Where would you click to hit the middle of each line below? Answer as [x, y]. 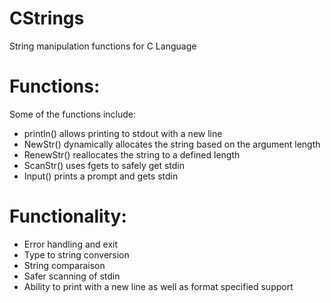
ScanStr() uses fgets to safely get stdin [104, 165]
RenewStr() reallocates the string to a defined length [132, 154]
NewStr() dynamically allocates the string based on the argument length [172, 144]
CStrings [47, 18]
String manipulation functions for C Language [103, 46]
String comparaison [64, 265]
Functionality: [68, 216]
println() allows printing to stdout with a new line [123, 133]
